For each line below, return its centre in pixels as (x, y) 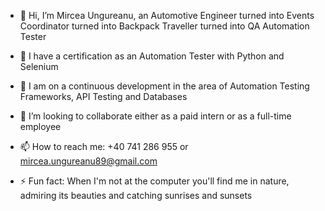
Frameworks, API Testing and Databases (103, 96)
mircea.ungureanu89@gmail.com (88, 161)
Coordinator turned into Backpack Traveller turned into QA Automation (164, 26)
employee (40, 126)
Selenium (39, 66)
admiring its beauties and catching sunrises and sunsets (136, 195)
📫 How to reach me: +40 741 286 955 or (104, 146)
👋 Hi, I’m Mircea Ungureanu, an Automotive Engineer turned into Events (167, 15)
